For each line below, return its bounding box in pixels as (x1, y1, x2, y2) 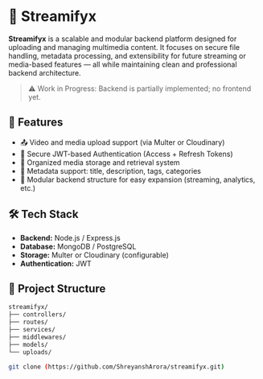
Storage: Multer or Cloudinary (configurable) (19, 249, 169, 260)
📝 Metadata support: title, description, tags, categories (19, 166, 201, 175)
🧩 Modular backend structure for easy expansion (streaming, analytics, (19, 175, 256, 184)
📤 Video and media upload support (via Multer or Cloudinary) (19, 137, 225, 147)
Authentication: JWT (19, 258, 92, 268)
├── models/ (8, 340, 48, 348)
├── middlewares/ (8, 333, 67, 341)
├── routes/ (8, 318, 48, 327)
